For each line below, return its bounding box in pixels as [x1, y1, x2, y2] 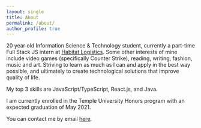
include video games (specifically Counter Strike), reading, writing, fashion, [6, 55, 193, 62]
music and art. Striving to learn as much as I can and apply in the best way [6, 61, 191, 69]
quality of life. [6, 74, 40, 81]
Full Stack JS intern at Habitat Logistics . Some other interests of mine [6, 49, 178, 56]
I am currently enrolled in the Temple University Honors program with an [6, 97, 185, 105]
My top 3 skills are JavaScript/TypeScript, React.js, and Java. [6, 85, 158, 93]
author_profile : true [6, 25, 61, 32]
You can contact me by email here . [6, 115, 92, 123]
